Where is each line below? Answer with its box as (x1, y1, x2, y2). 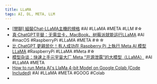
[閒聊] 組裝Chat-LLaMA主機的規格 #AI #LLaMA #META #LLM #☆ (12, 25, 142, 32)
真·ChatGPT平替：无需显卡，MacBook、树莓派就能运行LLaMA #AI (12, 32, 144, 37)
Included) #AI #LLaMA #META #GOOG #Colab (12, 70, 105, 76)
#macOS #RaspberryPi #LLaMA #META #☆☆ (12, 37, 104, 43)
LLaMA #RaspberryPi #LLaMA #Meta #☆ (12, 48, 95, 54)
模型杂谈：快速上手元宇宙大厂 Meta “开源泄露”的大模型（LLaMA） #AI (12, 54, 153, 60)
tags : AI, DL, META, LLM (5, 12, 55, 17)
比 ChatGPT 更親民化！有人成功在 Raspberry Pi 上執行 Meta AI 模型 (12, 43, 147, 49)
